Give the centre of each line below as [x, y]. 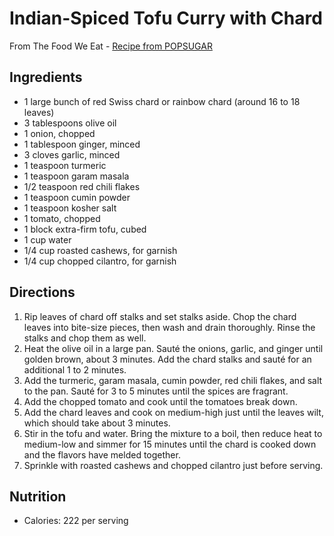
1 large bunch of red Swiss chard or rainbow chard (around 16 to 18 [162, 101]
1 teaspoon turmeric [65, 165]
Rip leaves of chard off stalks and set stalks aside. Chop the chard [160, 316]
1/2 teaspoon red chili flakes [82, 186]
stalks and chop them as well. [85, 338]
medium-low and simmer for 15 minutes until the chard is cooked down [170, 444]
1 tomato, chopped [62, 218]
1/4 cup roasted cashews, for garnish [100, 250]
